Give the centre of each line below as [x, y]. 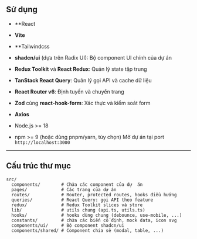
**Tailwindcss [32, 46]
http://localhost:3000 [42, 143]
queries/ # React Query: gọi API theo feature [82, 200]
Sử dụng [22, 10]
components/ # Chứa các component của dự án [77, 184]
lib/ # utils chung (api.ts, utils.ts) [78, 210]
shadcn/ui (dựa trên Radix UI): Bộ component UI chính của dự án [93, 57]
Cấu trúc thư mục [39, 166]
